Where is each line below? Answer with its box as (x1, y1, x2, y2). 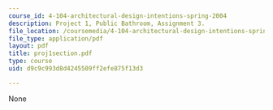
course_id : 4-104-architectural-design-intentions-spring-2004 (8, 11, 227, 20)
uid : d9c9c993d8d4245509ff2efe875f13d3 (8, 65, 144, 73)
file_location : (8, 27, 60, 35)
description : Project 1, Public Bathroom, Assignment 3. (8, 19, 206, 27)
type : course (8, 57, 53, 66)
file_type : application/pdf (8, 34, 104, 43)
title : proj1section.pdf (8, 49, 93, 57)
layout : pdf (8, 42, 49, 50)
